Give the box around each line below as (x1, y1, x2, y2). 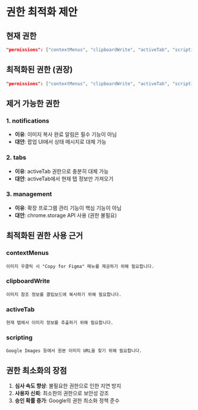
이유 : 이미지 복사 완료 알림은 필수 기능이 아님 (14, 131, 117, 138)
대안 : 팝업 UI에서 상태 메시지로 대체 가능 (14, 138, 107, 146)
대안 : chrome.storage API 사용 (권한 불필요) (14, 211, 117, 219)
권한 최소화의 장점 (6, 365, 67, 376)
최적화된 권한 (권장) (6, 64, 73, 75)
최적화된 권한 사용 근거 (6, 231, 84, 241)
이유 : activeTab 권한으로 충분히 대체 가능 (14, 167, 109, 175)
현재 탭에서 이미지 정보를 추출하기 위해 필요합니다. (6, 320, 114, 326)
